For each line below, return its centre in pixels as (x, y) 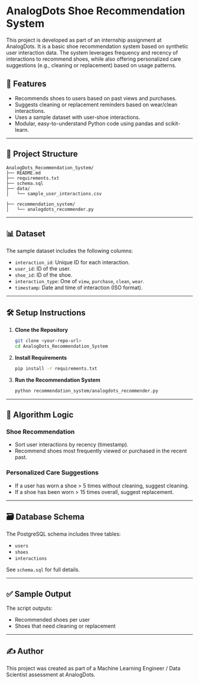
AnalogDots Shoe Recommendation (96, 11)
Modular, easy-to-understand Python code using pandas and (89, 123)
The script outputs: (29, 608)
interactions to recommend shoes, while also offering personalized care (94, 59)
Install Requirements (41, 357)
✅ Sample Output (39, 594)
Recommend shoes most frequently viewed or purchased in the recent (101, 451)
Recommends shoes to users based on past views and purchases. (96, 98)
